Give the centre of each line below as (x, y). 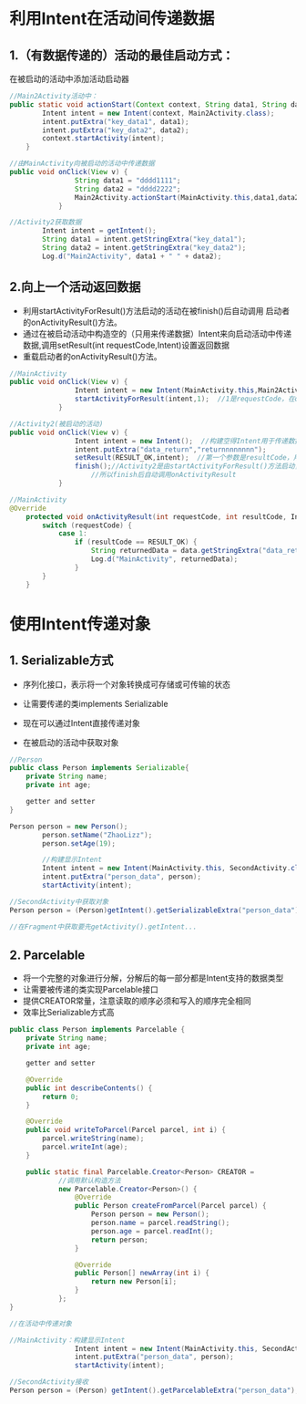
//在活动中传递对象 (41, 1324)
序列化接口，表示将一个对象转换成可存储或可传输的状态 (126, 684)
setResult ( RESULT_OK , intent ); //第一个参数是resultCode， (184, 458)
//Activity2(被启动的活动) (56, 424)
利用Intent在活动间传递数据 (112, 19)
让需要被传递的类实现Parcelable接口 (91, 990)
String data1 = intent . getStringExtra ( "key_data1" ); (144, 239)
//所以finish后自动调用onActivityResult (163, 475)
